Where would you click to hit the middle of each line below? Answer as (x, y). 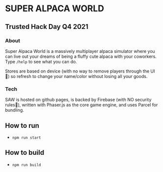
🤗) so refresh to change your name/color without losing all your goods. (76, 76)
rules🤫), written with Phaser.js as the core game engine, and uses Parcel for (81, 105)
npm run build (26, 165)
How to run (22, 125)
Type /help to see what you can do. (41, 61)
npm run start (26, 138)
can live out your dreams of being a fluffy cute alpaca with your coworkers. (81, 56)
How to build (25, 153)
